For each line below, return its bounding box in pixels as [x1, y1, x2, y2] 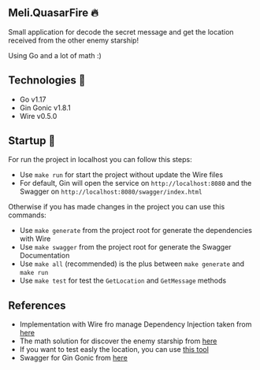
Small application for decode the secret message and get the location [8, 27, 234, 36]
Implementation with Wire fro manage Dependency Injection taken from [19, 320, 252, 329]
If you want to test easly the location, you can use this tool [19, 345, 209, 354]
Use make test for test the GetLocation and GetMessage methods [19, 276, 227, 286]
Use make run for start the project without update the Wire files [19, 170, 223, 179]
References [8, 298, 66, 312]
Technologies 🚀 [8, 74, 86, 87]
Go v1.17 [19, 94, 46, 104]
